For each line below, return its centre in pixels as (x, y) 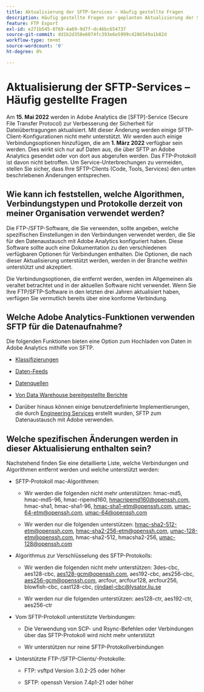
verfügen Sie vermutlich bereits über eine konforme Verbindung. (87, 298)
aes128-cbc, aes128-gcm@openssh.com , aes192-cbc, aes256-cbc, (109, 574)
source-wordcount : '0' (35, 46)
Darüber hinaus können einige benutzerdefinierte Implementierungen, (102, 407)
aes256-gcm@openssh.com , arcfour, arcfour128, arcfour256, (101, 581)
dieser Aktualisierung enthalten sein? (79, 448)
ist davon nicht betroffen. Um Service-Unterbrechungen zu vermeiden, (95, 162)
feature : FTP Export (32, 23)
